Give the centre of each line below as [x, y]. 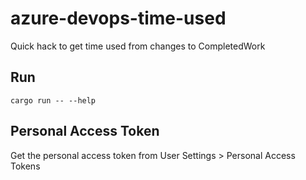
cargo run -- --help [53, 100]
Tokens [25, 166]
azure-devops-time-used [118, 18]
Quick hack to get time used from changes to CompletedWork [138, 46]
